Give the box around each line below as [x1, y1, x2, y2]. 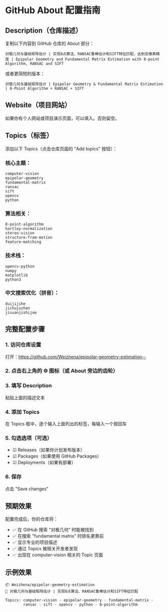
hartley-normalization [5, 226, 53, 231]
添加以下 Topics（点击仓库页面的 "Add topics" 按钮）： [5, 145, 117, 151]
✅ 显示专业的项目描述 [12, 539, 58, 546]
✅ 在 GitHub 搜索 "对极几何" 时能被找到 [12, 527, 94, 533]
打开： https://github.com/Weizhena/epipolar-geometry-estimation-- [5, 354, 146, 360]
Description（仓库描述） [5, 26, 82, 35]
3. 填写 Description [5, 382, 52, 389]
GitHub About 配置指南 [5, 5, 101, 16]
